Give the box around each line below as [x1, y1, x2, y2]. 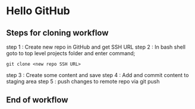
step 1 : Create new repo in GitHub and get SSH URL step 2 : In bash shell [6, 43, 186, 50]
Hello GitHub [6, 4, 70, 18]
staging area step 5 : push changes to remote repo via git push [6, 78, 160, 85]
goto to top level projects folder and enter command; [6, 50, 136, 57]
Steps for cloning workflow [6, 28, 109, 38]
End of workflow [6, 95, 68, 105]
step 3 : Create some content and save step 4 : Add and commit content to [6, 72, 189, 78]
